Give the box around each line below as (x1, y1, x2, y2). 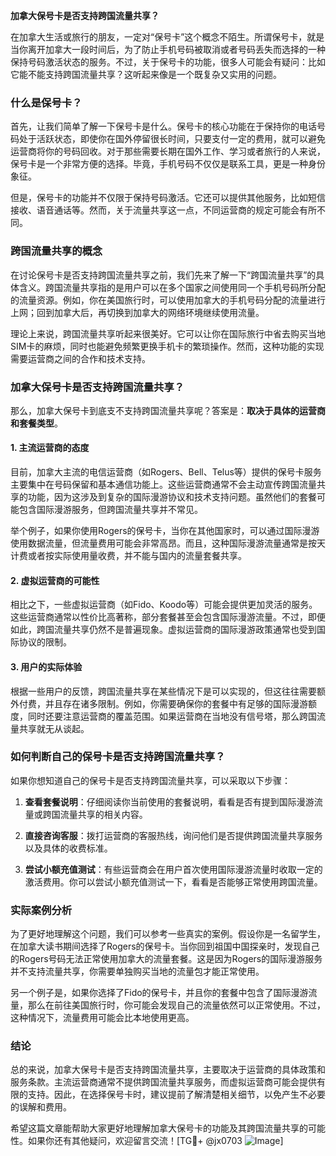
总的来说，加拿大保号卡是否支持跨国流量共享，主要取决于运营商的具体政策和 (10, 1064, 326, 1076)
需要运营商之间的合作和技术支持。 (10, 352, 151, 364)
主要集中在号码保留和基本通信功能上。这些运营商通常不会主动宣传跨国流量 (10, 479, 317, 491)
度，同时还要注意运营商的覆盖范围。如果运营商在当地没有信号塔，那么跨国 (10, 710, 317, 722)
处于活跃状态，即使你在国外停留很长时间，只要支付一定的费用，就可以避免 (18, 133, 326, 145)
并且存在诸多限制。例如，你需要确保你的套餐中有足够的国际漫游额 (44, 697, 317, 709)
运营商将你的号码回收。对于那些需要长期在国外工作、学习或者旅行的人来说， (10, 145, 326, 158)
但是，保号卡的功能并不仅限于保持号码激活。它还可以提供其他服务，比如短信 (10, 192, 326, 204)
